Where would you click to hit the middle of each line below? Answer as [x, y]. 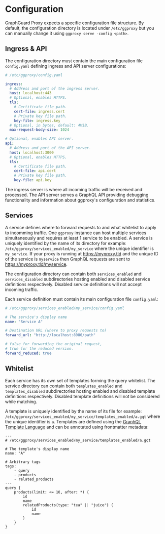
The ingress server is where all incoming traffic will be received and [74, 189]
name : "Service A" [24, 322]
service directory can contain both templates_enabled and [64, 386]
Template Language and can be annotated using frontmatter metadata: [77, 427]
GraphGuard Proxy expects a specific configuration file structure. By [75, 23]
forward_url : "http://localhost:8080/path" [50, 335]
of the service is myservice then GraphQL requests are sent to [68, 259]
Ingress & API [26, 49]
